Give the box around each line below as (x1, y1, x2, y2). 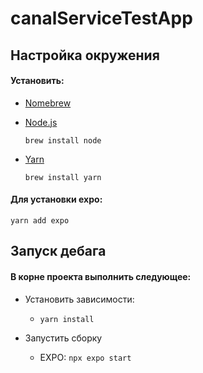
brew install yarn (24, 172, 102, 182)
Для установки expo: (10, 193, 103, 206)
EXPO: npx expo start (39, 351, 132, 363)
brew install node (24, 135, 102, 146)
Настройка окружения (10, 47, 160, 64)
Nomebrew (24, 97, 72, 109)
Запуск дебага (10, 243, 107, 260)
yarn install (39, 314, 95, 324)
